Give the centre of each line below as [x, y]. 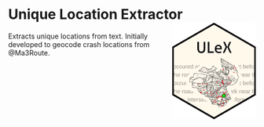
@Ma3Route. [29, 53]
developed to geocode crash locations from [79, 44]
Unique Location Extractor [95, 15]
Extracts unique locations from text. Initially [78, 36]
